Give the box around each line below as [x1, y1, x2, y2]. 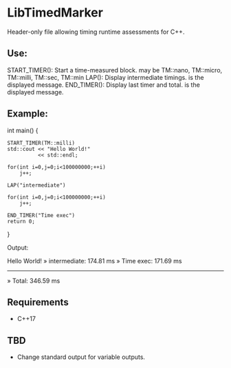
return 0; [7, 218, 36, 225]
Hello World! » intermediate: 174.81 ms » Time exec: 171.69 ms [7, 256, 182, 265]
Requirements [7, 296, 69, 308]
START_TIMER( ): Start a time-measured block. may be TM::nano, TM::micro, [7, 65, 223, 74]
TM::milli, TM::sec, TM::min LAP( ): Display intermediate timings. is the [7, 73, 204, 81]
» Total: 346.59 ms [7, 276, 60, 285]
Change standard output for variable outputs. [16, 353, 146, 361]
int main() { [7, 126, 39, 134]
